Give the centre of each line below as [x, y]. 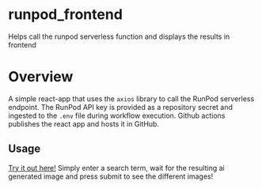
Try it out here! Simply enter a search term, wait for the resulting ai [116, 168]
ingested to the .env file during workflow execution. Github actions [117, 115]
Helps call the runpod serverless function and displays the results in [119, 36]
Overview [41, 77]
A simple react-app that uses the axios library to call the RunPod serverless [131, 98]
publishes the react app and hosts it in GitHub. [84, 123]
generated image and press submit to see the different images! [111, 176]
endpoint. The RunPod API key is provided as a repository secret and [121, 107]
